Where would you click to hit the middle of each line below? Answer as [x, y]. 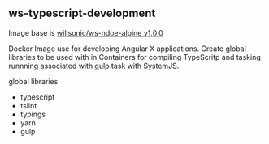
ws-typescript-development [82, 13]
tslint [28, 105]
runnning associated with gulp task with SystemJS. [94, 66]
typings [33, 114]
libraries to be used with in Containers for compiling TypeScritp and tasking [135, 57]
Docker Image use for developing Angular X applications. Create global [127, 49]
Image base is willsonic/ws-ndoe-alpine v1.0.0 [86, 32]
